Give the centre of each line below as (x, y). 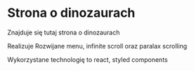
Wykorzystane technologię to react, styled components (88, 59)
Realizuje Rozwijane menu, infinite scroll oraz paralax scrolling (97, 46)
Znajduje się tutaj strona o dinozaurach (64, 32)
